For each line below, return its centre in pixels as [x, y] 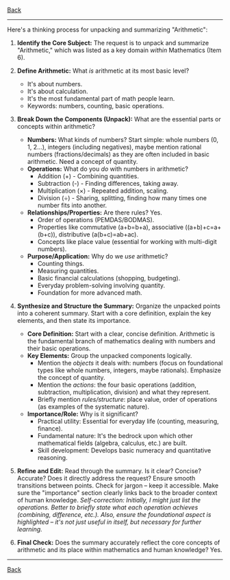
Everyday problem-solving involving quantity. [101, 285]
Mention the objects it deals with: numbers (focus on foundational [130, 363]
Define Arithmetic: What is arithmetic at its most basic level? [103, 71]
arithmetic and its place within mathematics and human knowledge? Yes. [119, 550]
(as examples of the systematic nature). [93, 407]
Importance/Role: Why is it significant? [82, 414]
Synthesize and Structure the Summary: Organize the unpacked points [119, 306]
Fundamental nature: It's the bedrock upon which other [115, 436]
